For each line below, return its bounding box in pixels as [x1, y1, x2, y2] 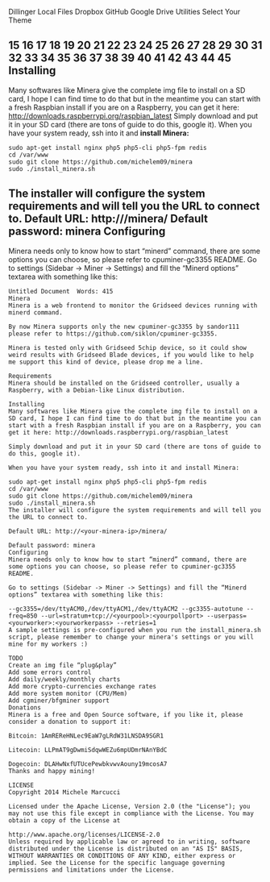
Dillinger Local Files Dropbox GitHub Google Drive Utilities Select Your [8, 7, 241, 16]
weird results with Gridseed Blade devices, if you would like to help [8, 351, 254, 359]
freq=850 [8, 612, 38, 620]
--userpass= [206, 612, 247, 620]
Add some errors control [8, 668, 92, 676]
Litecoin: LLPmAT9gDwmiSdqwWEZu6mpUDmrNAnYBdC [8, 746, 168, 754]
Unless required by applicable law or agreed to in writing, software [8, 838, 251, 846]
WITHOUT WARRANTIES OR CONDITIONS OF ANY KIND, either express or [8, 851, 236, 859]
